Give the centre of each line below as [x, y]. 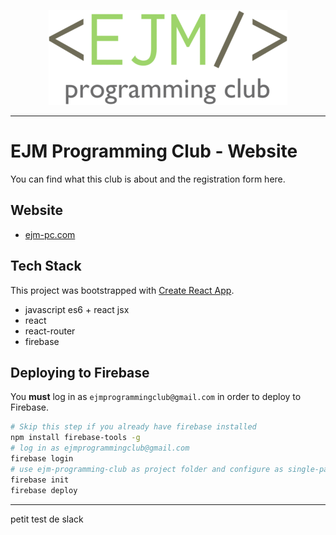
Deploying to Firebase [80, 372]
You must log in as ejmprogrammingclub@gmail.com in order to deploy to [156, 397]
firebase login [42, 459]
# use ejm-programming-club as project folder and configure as [147, 469]
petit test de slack [47, 519]
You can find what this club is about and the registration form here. [148, 179]
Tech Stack [46, 266]
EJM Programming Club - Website [154, 151]
